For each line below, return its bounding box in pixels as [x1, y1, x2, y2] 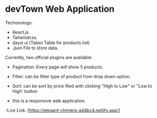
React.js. [12, 29, 30, 35]
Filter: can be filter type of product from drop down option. [12, 73, 131, 79]
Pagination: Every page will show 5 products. [12, 64, 104, 70]
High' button [12, 88, 38, 94]
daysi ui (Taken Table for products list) [12, 39, 90, 45]
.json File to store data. [12, 45, 59, 51]
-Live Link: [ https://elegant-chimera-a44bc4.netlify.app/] [5, 107, 120, 113]
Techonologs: [5, 20, 33, 26]
